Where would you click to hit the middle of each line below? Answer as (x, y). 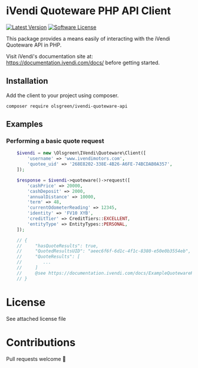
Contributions (41, 342)
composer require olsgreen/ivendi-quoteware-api (67, 106)
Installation (27, 81)
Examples (24, 124)
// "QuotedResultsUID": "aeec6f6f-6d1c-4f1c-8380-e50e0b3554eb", (104, 251)
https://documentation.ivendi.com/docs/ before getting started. (83, 63)
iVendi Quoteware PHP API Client (89, 11)
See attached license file (36, 318)
